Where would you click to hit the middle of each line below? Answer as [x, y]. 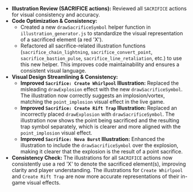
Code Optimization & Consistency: [54, 21]
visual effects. [44, 183]
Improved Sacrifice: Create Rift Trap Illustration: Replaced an [99, 108]
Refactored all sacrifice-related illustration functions [83, 46]
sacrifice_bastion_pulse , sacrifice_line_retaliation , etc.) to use [101, 58]
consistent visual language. [53, 71]
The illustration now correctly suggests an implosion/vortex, [93, 95]
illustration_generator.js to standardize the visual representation [101, 33]
